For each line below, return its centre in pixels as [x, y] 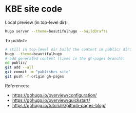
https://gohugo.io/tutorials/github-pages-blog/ [59, 105]
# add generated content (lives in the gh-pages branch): [65, 58]
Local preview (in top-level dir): [36, 22]
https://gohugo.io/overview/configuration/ [54, 95]
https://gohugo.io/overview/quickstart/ [51, 100]
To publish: [16, 40]
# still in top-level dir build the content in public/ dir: [68, 49]
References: [17, 85]
